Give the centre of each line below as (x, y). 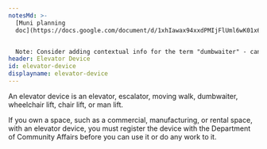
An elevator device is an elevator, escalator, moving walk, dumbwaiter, (123, 96)
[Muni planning (41, 23)
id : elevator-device (43, 67)
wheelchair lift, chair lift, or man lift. (66, 105)
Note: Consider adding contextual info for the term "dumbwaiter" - (131, 52)
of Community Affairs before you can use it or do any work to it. (112, 136)
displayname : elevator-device (58, 74)
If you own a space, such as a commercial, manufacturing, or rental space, (130, 120)
